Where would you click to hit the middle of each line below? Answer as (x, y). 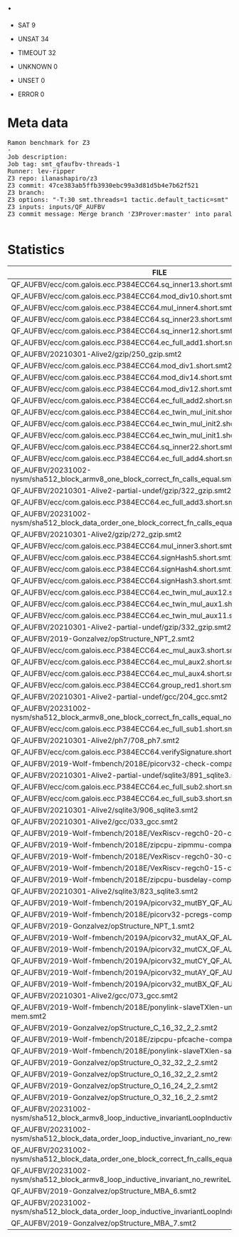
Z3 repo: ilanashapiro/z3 (53, 178)
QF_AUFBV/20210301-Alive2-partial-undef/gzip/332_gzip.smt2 (121, 627)
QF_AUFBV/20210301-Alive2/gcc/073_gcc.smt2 (95, 995)
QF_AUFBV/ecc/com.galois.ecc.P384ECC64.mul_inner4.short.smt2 (124, 308)
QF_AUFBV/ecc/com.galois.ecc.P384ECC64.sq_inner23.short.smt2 (124, 319)
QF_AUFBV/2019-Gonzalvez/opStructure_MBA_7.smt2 (104, 1223)
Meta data (38, 123)
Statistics (36, 250)
